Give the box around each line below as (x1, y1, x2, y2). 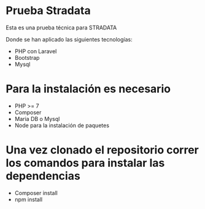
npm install (14, 196, 43, 203)
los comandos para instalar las (6, 156, 165, 170)
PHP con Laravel (14, 47, 57, 55)
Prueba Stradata (6, 4, 91, 18)
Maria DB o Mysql (14, 115, 60, 122)
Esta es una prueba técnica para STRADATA (6, 24, 117, 31)
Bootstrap (14, 54, 40, 61)
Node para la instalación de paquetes (14, 122, 110, 129)
